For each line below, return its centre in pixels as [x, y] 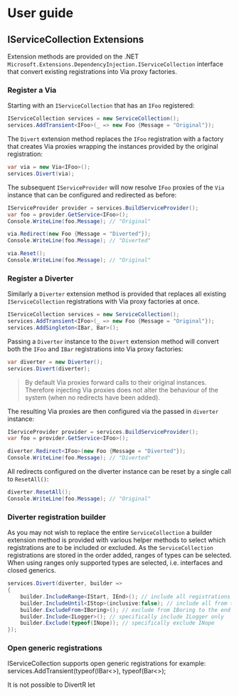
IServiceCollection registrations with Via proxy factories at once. [103, 301]
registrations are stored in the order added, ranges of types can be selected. [119, 555]
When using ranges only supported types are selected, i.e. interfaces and [115, 563]
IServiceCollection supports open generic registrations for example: [107, 663]
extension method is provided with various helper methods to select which [117, 540]
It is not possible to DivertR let [51, 685]
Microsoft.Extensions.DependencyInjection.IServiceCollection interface [116, 64]
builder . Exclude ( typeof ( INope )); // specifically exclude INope [117, 623]
